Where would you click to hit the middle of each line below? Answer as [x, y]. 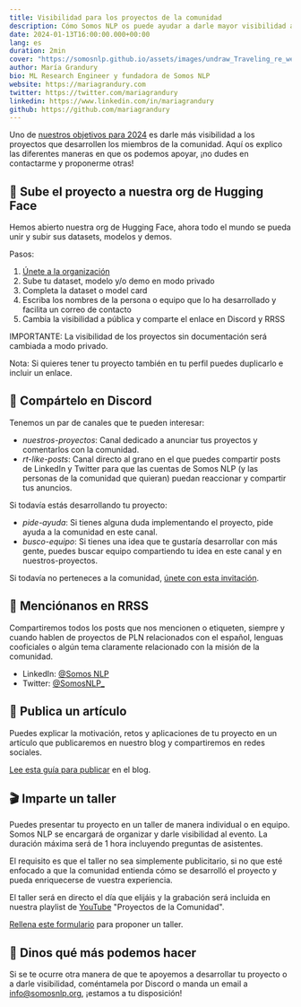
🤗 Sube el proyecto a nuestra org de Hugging [137, 191]
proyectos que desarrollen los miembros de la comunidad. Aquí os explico [146, 144]
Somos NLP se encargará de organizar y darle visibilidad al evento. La [138, 834]
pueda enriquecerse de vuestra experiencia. [91, 881]
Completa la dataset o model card [85, 291]
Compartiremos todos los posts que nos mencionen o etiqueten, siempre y [147, 628]
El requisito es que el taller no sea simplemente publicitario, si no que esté [146, 861]
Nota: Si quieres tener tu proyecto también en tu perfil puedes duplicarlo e [146, 363]
